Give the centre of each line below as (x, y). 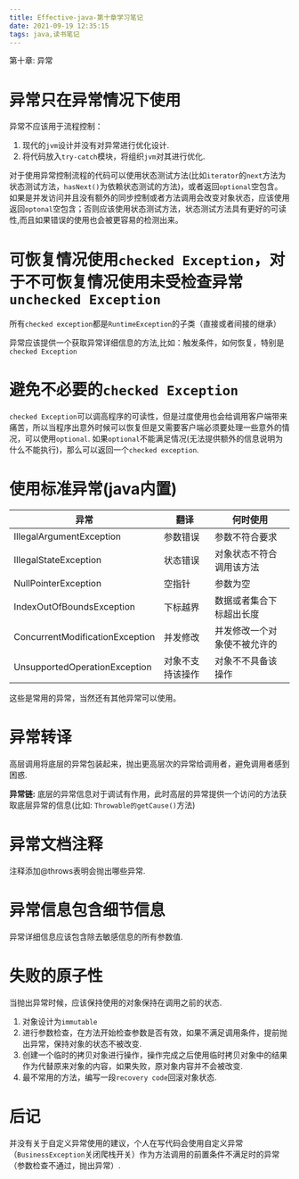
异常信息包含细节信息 (88, 910)
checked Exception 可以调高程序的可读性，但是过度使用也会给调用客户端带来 (148, 417)
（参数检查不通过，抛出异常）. (65, 1165)
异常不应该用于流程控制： (56, 127)
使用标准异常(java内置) (93, 490)
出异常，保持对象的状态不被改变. (82, 1043)
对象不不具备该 (246, 661)
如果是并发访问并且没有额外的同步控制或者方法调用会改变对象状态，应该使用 (149, 198)
